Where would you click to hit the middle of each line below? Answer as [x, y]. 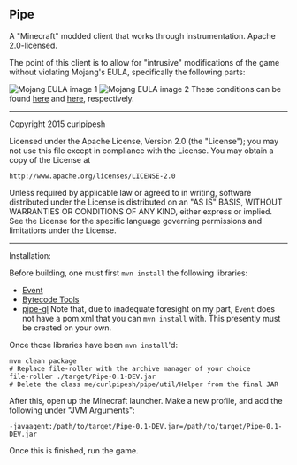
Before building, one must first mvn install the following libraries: [129, 273]
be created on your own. [67, 328]
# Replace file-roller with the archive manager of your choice [130, 368]
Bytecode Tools [50, 299]
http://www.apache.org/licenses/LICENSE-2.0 [92, 176]
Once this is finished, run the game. [74, 450]
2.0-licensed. [33, 45]
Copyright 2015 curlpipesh [57, 124]
